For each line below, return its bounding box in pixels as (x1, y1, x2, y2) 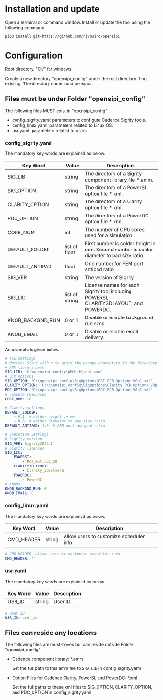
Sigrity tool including (84, 288, 132, 295)
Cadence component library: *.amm (12, 656, 83, 662)
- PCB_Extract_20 (22, 459, 57, 464)
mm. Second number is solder (84, 246, 153, 253)
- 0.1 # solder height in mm (14, 414, 75, 419)
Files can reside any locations (5, 629, 97, 637)
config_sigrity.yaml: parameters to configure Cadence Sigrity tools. (12, 117, 147, 123)
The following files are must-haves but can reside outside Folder (5, 642, 134, 648)
